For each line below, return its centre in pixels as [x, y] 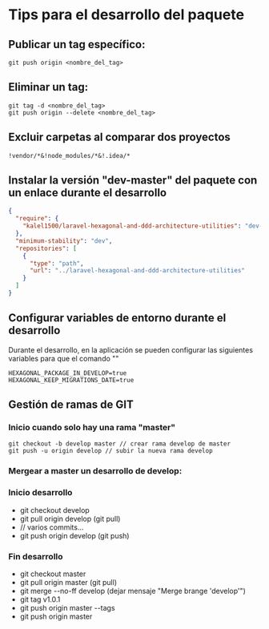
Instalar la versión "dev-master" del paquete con [133, 181]
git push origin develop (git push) [74, 535]
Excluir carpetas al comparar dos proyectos [119, 137]
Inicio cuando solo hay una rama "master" [92, 428]
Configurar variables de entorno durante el [117, 318]
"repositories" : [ [46, 248]
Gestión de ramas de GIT [71, 405]
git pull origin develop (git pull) [70, 518]
